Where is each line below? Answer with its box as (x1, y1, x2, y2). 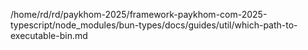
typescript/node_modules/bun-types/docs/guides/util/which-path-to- (10, 19, 298, 31)
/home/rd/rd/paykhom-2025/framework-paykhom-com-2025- (10, 9, 268, 20)
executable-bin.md (10, 30, 88, 41)
